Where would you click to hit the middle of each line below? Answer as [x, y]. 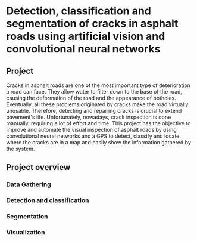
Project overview [38, 167]
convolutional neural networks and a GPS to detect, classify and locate [93, 136]
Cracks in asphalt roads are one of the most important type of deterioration [98, 85]
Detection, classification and [79, 11]
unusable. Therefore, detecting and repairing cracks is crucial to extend [94, 111]
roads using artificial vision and [86, 36]
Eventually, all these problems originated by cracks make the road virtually [97, 104]
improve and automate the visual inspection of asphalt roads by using [91, 130]
